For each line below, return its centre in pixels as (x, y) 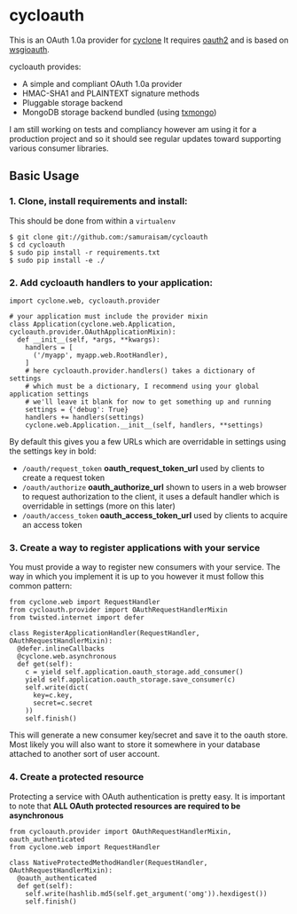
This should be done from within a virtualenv (92, 221)
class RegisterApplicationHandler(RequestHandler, (105, 634)
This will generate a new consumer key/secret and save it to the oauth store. (148, 735)
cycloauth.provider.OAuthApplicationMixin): (93, 332)
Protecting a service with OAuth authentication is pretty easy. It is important (147, 796)
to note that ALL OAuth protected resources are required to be (125, 806)
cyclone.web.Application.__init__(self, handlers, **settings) (145, 425)
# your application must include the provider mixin (109, 316)
